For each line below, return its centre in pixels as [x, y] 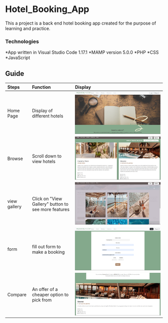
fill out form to [46, 246]
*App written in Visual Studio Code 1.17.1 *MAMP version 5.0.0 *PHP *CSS [82, 52]
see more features [51, 209]
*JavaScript [18, 58]
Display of [42, 111]
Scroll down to [46, 156]
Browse [15, 158]
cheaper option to [50, 294]
